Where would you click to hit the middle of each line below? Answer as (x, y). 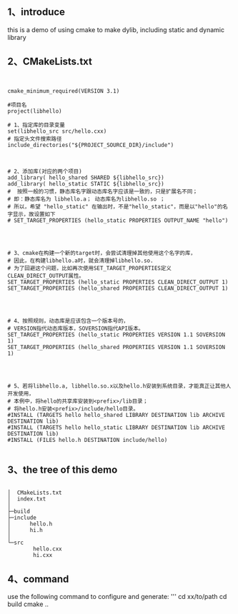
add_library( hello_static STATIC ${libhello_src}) (86, 183)
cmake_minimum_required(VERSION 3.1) (64, 91)
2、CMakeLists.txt (50, 62)
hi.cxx (43, 555)
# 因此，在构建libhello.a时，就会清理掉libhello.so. (80, 261)
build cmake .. (28, 604)
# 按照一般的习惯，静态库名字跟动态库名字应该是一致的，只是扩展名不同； (103, 191)
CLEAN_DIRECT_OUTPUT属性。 (46, 276)
